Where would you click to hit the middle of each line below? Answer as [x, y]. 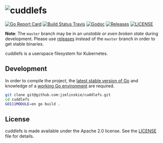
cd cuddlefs [17, 99]
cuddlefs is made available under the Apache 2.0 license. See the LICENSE [81, 131]
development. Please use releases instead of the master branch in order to [80, 39]
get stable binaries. [25, 44]
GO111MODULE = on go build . [33, 104]
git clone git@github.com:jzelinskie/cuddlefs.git [58, 95]
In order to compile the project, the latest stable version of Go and [72, 80]
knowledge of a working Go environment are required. [60, 86]
